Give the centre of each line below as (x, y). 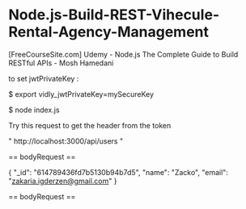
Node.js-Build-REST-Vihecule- (114, 15)
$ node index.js (34, 110)
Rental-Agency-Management (108, 32)
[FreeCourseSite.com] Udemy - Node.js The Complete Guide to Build (123, 54)
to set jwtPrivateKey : (44, 78)
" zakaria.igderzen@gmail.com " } (63, 181)
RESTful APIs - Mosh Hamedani (61, 63)
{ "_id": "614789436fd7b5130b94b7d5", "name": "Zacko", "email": (119, 172)
